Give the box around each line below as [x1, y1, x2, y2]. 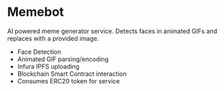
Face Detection [17, 48, 61, 56]
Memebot [7, 4, 65, 20]
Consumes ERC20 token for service [17, 77, 120, 85]
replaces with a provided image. [7, 34, 99, 42]
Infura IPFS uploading [17, 62, 80, 70]
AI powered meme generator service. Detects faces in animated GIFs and [7, 27, 218, 35]
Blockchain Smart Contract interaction [17, 70, 127, 78]
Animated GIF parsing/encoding [17, 54, 109, 63]
